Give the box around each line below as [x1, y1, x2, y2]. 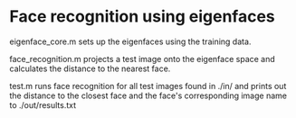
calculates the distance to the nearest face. [9, 63, 171, 74]
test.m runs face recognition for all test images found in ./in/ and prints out [9, 80, 287, 91]
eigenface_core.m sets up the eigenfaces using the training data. [9, 36, 252, 47]
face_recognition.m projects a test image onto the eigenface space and [9, 53, 276, 64]
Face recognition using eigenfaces [9, 6, 276, 27]
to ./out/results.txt [9, 99, 77, 110]
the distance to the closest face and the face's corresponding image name [9, 90, 288, 101]
